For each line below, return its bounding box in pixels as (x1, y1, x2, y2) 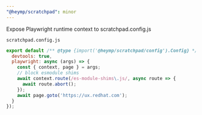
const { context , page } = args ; (17, 64, 101, 70)
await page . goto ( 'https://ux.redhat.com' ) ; (17, 92, 128, 98)
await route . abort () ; (22, 81, 77, 87)
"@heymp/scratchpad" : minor (6, 8, 77, 15)
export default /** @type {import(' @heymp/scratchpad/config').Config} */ (6, 48, 198, 54)
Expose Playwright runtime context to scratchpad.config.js (6, 25, 151, 33)
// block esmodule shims (17, 70, 79, 76)
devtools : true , (11, 53, 52, 59)
